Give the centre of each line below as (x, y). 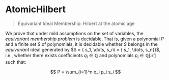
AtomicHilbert (36, 9)
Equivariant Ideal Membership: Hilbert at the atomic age (76, 23)
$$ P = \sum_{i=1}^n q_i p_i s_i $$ (86, 72)
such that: (16, 62)
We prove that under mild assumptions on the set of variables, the (74, 33)
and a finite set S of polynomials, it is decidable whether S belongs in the (81, 44)
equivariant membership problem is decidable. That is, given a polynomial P (84, 39)
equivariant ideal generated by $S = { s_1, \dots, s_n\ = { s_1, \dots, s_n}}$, (83, 49)
